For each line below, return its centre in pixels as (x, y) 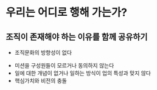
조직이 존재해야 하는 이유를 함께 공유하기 (77, 37)
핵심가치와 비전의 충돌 (41, 81)
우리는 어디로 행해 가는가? (66, 12)
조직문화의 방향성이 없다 (43, 53)
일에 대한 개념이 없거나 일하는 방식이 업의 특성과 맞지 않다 (83, 73)
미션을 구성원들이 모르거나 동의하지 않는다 (64, 65)
